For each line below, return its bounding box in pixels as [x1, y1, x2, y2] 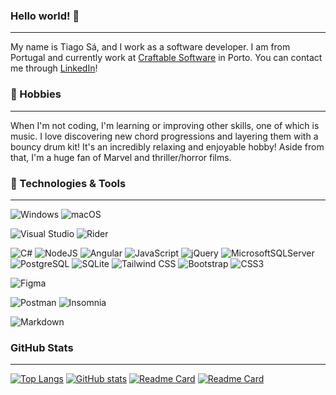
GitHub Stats [10, 340, 74, 354]
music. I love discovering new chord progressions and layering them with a [10, 130, 319, 142]
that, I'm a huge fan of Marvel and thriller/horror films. [10, 151, 232, 163]
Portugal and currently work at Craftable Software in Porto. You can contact [10, 52, 323, 64]
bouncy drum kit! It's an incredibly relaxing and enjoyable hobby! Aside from [10, 140, 325, 153]
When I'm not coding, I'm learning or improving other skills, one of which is [10, 119, 320, 131]
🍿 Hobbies [10, 87, 62, 101]
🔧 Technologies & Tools [10, 176, 127, 190]
